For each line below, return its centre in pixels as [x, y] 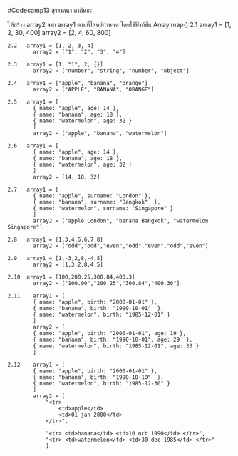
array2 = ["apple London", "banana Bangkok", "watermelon [121, 221]
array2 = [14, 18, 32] [67, 177]
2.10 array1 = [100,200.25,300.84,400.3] [71, 277]
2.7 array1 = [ [33, 189]
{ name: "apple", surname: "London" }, [92, 196]
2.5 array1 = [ [33, 102]
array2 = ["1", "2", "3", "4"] [79, 52]
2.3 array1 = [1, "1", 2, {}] [55, 64]
